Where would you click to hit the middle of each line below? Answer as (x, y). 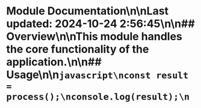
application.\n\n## (54, 62)
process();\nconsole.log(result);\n (98, 97)
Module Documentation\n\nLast (88, 11)
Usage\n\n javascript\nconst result (97, 75)
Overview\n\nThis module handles (94, 37)
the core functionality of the (78, 49)
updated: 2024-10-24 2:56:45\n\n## (101, 24)
